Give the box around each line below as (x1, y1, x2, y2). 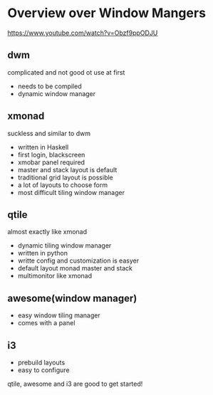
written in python (17, 249, 68, 258)
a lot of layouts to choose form (17, 180, 108, 189)
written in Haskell (17, 142, 69, 151)
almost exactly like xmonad (7, 228, 88, 236)
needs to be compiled (17, 82, 82, 90)
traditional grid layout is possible (17, 173, 114, 181)
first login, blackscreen (17, 150, 85, 159)
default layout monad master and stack (17, 264, 133, 273)
